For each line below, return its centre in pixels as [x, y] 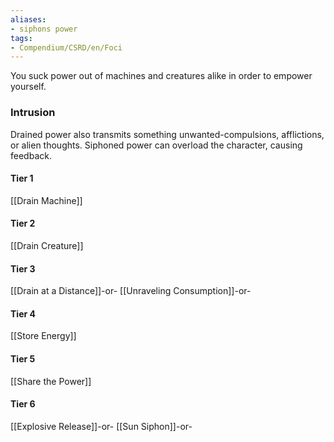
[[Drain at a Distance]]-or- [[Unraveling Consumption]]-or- [131, 291]
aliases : [28, 19]
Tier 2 [23, 223]
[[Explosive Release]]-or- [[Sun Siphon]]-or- [101, 426]
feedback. [31, 155]
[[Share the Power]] [51, 381]
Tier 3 [23, 268]
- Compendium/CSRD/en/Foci [66, 47]
